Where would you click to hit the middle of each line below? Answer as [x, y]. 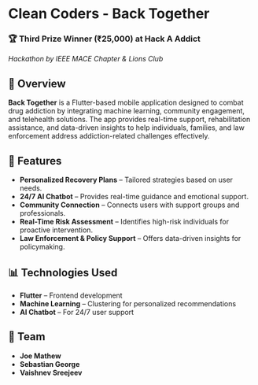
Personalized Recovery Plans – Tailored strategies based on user [126, 180]
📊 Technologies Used [63, 272]
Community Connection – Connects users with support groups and [129, 205]
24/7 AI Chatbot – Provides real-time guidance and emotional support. [134, 197]
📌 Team [27, 337]
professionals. [42, 213]
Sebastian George [50, 364]
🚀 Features [35, 161]
